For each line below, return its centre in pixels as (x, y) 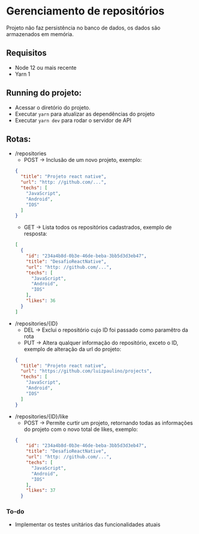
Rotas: (19, 139)
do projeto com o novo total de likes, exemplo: (81, 429)
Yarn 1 (22, 74)
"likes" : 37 (41, 491)
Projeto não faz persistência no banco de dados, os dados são (83, 28)
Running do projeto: (44, 93)
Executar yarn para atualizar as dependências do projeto (85, 114)
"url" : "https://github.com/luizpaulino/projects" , (86, 371)
